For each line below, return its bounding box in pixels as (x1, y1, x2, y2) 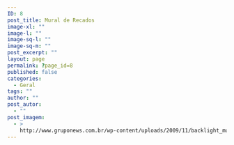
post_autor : (7, 101, 42, 108)
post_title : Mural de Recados (7, 17, 95, 24)
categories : (7, 75, 42, 82)
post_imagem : (7, 114, 45, 121)
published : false (7, 68, 58, 75)
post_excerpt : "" (7, 49, 58, 56)
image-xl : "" (7, 23, 45, 30)
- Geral (13, 82, 36, 89)
